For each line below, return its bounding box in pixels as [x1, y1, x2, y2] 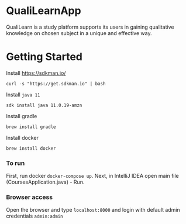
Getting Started [6, 50, 83, 64]
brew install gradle [6, 124, 57, 130]
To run [6, 159, 25, 167]
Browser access [6, 193, 53, 201]
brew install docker [6, 145, 57, 151]
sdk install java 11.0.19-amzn [6, 102, 82, 108]
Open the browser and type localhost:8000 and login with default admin [6, 206, 180, 213]
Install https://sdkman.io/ [6, 69, 66, 77]
